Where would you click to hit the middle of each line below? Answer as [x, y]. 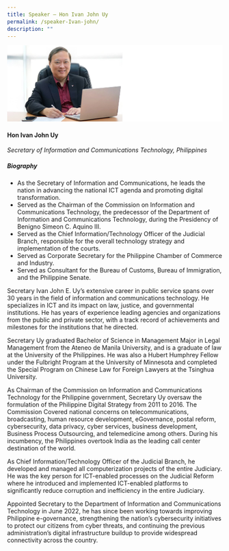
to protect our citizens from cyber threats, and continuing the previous [106, 526]
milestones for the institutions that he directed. [73, 327]
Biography [22, 166]
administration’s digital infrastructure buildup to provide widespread [103, 533]
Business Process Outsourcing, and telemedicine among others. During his [112, 434]
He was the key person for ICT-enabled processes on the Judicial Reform [110, 476]
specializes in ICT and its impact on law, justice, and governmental [101, 305]
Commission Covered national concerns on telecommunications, [98, 412]
